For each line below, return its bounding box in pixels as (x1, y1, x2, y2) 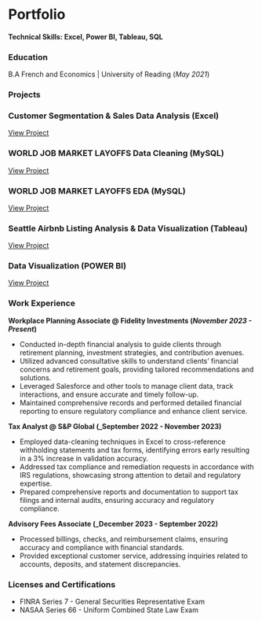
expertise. (19, 479, 53, 488)
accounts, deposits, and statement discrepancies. (19, 559, 181, 568)
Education (8, 51, 49, 62)
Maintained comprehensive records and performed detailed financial (19, 397, 242, 407)
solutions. (19, 372, 52, 383)
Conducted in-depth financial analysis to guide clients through (19, 339, 221, 349)
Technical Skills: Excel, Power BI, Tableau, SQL (8, 31, 163, 41)
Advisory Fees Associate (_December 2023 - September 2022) (8, 519, 218, 528)
